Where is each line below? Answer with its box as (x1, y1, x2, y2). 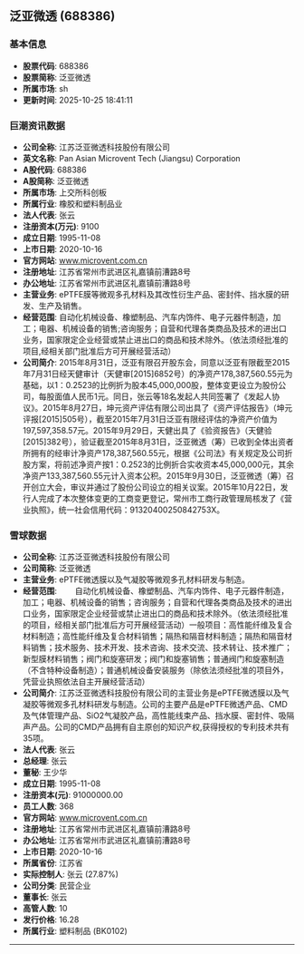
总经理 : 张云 (22, 755, 68, 766)
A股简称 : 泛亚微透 (22, 175, 90, 186)
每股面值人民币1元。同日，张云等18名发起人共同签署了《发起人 (38, 391, 272, 402)
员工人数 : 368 (22, 801, 74, 812)
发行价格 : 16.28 (22, 914, 80, 925)
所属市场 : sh (22, 83, 69, 93)
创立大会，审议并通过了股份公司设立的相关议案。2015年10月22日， (30, 482, 280, 492)
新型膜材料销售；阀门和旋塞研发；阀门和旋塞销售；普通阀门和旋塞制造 (22, 654, 285, 665)
